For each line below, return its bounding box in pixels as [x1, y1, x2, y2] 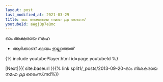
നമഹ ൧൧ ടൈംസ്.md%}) [5, 71, 59, 77]
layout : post [5, 7, 33, 13]
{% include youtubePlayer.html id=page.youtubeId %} [5, 56, 119, 62]
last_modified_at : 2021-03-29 [5, 12, 70, 17]
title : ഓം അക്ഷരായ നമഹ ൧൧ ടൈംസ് [5, 17, 86, 22]
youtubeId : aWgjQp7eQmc [5, 21, 56, 27]
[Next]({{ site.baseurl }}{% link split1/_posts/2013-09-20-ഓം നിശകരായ [5, 65, 158, 71]
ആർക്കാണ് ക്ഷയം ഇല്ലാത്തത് [12, 46, 75, 52]
